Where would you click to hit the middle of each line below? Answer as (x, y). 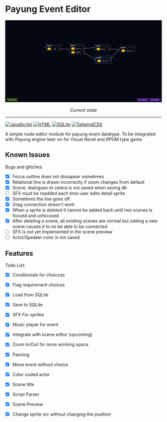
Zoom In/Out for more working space (50, 345)
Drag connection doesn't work (43, 204)
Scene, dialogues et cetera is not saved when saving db (70, 188)
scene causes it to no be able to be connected (60, 226)
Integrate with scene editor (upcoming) (52, 335)
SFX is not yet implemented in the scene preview (62, 232)
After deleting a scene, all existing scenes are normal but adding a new (85, 221)
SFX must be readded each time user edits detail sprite (69, 193)
